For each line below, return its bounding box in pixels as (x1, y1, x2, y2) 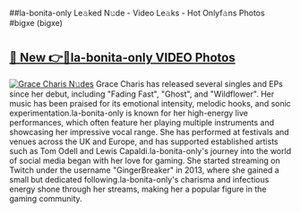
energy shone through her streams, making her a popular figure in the (9, 183, 267, 194)
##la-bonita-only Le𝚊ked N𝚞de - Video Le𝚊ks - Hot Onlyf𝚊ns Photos (9, 8, 266, 18)
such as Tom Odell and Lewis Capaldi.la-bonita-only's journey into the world (9, 145, 292, 156)
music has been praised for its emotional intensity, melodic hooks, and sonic (9, 98, 291, 108)
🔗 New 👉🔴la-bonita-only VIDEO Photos (9, 50, 236, 65)
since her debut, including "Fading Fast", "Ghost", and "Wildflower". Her (9, 89, 275, 99)
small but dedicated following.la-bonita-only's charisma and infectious (9, 174, 270, 184)
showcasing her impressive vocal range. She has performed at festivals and (9, 126, 289, 137)
